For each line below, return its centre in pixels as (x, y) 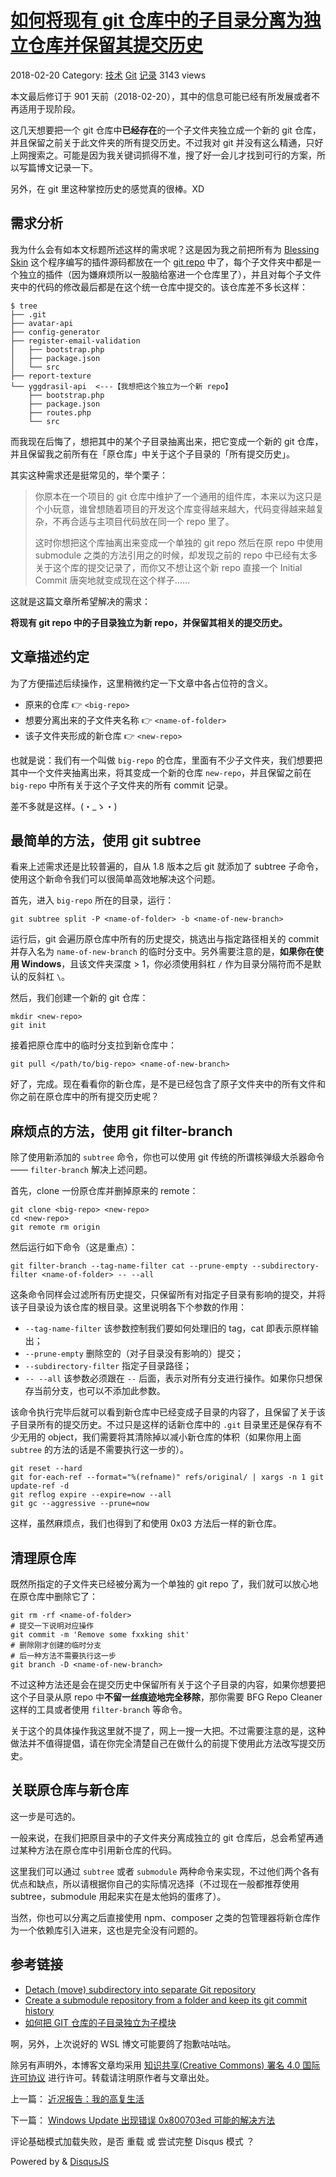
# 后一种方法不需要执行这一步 (63, 1656)
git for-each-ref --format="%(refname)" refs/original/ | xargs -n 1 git (167, 1477)
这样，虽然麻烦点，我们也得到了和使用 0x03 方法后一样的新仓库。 (146, 1523)
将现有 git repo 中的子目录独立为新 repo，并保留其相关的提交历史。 (149, 622)
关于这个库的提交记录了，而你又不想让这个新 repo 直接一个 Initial (168, 567)
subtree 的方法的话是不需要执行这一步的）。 (100, 1450)
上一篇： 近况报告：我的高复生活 (77, 2098)
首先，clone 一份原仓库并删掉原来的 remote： (104, 1191)
